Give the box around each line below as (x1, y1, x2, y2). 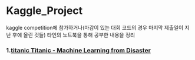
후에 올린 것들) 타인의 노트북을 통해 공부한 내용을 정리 (12, 31, 135, 38)
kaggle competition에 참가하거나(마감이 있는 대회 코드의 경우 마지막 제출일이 (6, 24, 184, 31)
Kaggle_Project (6, 4, 83, 17)
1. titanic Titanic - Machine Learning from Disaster (6, 46, 151, 54)
